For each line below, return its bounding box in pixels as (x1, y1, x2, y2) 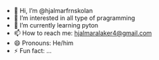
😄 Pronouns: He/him (13, 39, 74, 47)
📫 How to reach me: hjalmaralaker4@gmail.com (13, 29, 152, 37)
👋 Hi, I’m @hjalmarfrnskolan (13, 7, 93, 14)
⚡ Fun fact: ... (13, 47, 52, 54)
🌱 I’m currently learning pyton (13, 21, 99, 29)
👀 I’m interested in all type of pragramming (13, 14, 135, 22)
